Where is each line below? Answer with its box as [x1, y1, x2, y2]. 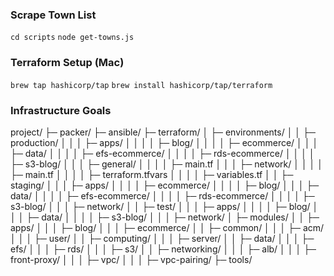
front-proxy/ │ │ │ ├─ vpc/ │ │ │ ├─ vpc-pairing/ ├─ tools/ [10, 253, 253, 265]
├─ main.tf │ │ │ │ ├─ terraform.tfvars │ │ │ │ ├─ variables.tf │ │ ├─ [10, 168, 294, 180]
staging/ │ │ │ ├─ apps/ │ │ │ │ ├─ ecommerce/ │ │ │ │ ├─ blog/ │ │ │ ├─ [10, 179, 320, 191]
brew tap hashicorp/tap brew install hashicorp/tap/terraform [10, 80, 273, 90]
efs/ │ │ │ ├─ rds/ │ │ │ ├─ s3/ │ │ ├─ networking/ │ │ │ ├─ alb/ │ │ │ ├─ [10, 243, 317, 255]
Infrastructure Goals [10, 103, 112, 117]
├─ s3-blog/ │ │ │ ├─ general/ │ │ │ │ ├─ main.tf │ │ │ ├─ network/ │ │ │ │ [10, 158, 324, 170]
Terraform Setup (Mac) [10, 56, 125, 70]
